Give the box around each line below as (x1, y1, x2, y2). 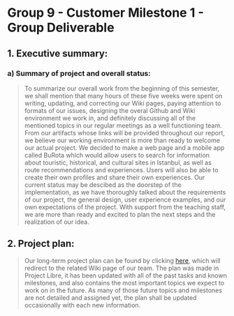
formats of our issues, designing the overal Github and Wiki (24, 106, 196, 114)
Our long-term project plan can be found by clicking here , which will (24, 256, 221, 264)
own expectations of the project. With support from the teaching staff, (24, 202, 226, 211)
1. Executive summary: (7, 47, 108, 59)
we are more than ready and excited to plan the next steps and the (24, 210, 216, 218)
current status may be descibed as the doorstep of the (24, 180, 182, 189)
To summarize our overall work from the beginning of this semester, (24, 84, 220, 92)
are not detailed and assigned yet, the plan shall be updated (24, 293, 197, 301)
